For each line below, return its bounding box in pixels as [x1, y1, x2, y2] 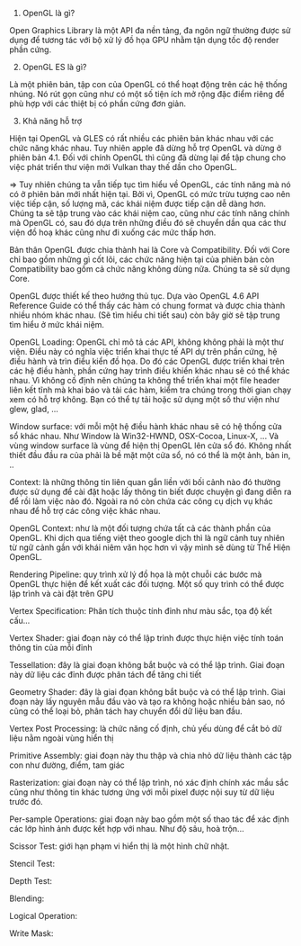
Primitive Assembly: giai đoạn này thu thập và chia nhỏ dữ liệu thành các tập [9, 751, 292, 761]
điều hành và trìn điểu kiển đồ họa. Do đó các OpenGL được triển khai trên [9, 356, 285, 366]
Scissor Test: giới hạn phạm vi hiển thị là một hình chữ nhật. [9, 841, 230, 851]
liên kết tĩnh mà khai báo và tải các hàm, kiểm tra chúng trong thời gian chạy [9, 384, 292, 395]
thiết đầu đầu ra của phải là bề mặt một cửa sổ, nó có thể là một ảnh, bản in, [9, 450, 291, 460]
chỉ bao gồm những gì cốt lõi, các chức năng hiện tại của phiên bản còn [9, 254, 275, 265]
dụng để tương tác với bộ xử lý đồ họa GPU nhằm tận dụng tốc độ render [9, 35, 279, 45]
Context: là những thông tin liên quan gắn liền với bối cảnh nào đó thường [9, 477, 281, 487]
